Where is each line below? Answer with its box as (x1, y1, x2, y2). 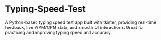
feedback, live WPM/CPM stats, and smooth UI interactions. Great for (5, 24, 144, 30)
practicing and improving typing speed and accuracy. (5, 29, 112, 35)
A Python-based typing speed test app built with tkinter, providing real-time (5, 19, 157, 25)
